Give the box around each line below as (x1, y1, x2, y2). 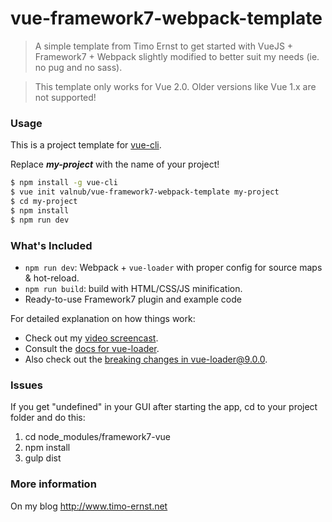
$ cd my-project (10, 196, 78, 206)
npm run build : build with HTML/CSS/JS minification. (24, 282, 243, 294)
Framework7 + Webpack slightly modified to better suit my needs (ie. (34, 50, 320, 62)
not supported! (34, 91, 97, 103)
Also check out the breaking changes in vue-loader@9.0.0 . (24, 353, 268, 365)
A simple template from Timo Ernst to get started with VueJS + (34, 40, 294, 52)
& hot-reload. (24, 272, 80, 284)
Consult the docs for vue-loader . (24, 342, 160, 354)
